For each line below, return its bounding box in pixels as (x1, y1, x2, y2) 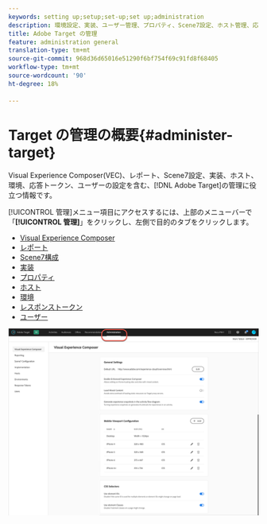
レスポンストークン (19, 302, 83, 312)
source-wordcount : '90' (8, 72, 87, 80)
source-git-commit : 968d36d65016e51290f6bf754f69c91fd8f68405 (8, 55, 219, 63)
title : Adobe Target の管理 (8, 29, 98, 37)
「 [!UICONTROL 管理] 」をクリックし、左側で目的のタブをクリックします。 (8, 217, 253, 227)
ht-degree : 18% (8, 80, 59, 87)
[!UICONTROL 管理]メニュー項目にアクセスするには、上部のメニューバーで (8, 208, 253, 217)
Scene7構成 (19, 253, 60, 262)
